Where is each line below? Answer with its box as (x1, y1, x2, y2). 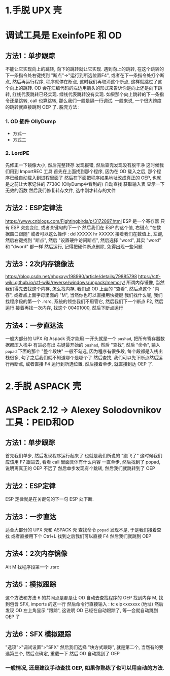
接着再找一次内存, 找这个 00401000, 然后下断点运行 (15, 305, 123, 311)
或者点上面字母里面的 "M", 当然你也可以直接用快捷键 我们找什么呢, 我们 (14, 292, 163, 298)
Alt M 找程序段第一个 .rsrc (5, 564, 60, 570)
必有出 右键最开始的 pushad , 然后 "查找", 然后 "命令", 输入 (42, 342, 161, 348)
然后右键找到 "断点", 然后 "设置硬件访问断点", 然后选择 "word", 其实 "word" (5, 237, 161, 243)
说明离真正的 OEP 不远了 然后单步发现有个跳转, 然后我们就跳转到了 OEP (5, 465, 155, 471)
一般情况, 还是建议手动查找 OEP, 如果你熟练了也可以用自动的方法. (5, 664, 165, 671)
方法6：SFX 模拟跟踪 (5, 630, 72, 638)
